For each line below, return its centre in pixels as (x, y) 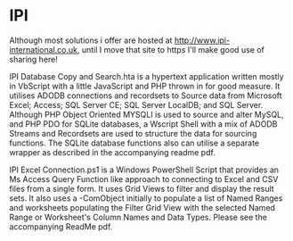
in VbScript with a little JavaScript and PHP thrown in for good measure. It (145, 86)
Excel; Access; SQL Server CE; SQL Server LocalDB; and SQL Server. (136, 104)
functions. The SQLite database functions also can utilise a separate (134, 143)
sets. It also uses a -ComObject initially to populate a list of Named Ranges (146, 198)
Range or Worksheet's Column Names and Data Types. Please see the (138, 217)
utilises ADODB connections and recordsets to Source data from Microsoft (146, 96)
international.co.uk (44, 49)
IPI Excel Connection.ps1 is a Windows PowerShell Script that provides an (144, 170)
